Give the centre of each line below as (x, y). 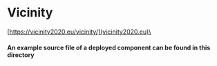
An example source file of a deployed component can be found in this (109, 47)
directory (21, 55)
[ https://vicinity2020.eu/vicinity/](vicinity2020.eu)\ (79, 32)
